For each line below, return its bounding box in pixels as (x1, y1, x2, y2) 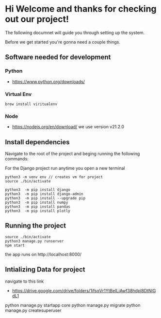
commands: (5, 156, 29, 162)
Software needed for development (5, 53, 111, 61)
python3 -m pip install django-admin (5, 192, 83, 197)
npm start (5, 243, 25, 248)
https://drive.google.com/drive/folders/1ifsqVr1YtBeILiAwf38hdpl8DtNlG (12, 288, 156, 293)
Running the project (5, 222, 66, 230)
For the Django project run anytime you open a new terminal (5, 166, 125, 171)
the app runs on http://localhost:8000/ (5, 251, 81, 257)
